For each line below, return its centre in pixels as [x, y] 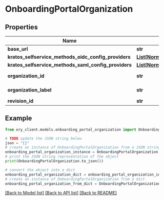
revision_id [20, 101]
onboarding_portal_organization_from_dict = [51, 184]
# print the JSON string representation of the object [62, 157]
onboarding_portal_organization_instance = [50, 152]
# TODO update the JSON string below [43, 138]
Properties [21, 27]
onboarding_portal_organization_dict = [46, 175]
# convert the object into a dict [40, 170]
